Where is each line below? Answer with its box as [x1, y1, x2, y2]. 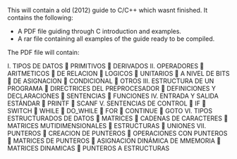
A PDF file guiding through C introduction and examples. [17, 27, 182, 35]
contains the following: [7, 13, 73, 22]
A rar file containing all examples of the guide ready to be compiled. [17, 34, 215, 43]
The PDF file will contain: [7, 49, 80, 56]
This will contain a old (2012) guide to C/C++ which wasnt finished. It [7, 6, 208, 14]
